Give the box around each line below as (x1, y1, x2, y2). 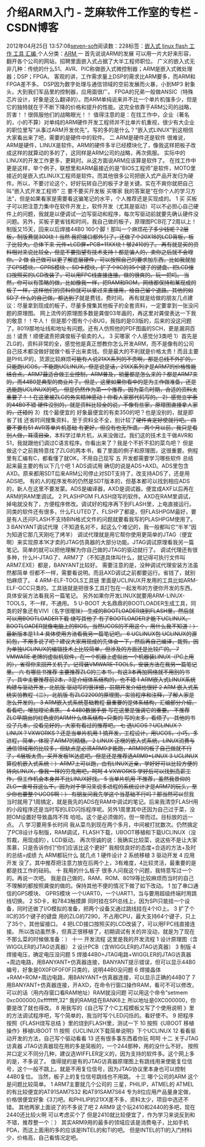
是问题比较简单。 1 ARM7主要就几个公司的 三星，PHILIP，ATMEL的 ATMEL (6, 1080, 194, 1088)
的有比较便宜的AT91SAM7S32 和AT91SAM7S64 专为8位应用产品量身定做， (6, 1088, 194, 1095)
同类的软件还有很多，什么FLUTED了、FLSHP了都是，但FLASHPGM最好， (6, 508, 191, 515)
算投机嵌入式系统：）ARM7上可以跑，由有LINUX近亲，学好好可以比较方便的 (6, 760, 198, 767)
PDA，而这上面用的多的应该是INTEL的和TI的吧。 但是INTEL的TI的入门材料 (6, 1126, 193, 1134)
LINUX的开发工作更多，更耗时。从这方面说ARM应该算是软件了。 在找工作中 (6, 156, 196, 164)
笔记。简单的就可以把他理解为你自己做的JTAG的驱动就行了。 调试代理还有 (6, 546, 193, 553)
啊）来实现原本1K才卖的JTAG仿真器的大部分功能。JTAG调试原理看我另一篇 (6, 538, 195, 545)
